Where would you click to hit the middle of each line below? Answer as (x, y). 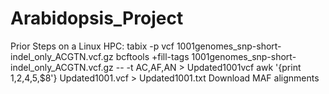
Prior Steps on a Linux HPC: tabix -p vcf (92, 46)
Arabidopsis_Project (97, 18)
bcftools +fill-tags (152, 56)
